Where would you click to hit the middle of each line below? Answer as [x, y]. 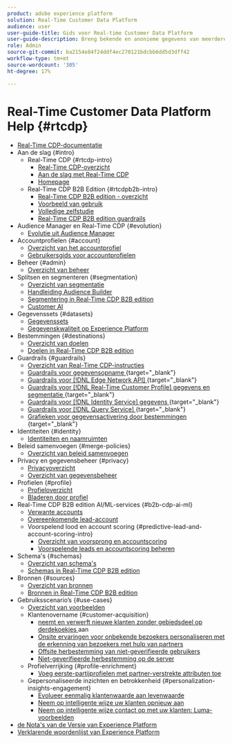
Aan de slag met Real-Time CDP [83, 175]
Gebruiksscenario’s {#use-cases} [65, 600]
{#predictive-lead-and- [169, 527]
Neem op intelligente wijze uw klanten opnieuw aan [111, 703]
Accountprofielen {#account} [59, 241]
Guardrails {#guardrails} [51, 358]
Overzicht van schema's [62, 563]
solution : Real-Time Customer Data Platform [72, 20]
